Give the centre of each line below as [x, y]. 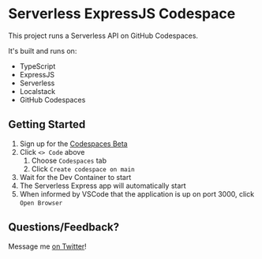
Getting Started [47, 124]
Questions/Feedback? [64, 227]
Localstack [37, 91]
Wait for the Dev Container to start [75, 177]
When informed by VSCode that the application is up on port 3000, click [137, 193]
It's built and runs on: [43, 51]
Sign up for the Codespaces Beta [73, 144]
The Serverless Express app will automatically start [103, 186]
